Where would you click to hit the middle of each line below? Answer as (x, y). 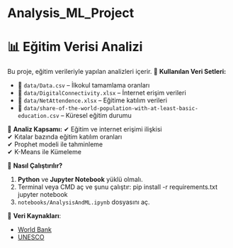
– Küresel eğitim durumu (96, 116)
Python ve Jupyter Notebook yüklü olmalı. (80, 180)
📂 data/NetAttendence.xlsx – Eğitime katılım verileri (92, 100)
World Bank (34, 230)
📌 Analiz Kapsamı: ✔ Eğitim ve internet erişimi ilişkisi (85, 129)
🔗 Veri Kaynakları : (34, 216)
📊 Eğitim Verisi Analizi (75, 47)
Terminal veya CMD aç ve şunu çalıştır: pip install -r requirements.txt (118, 187)
